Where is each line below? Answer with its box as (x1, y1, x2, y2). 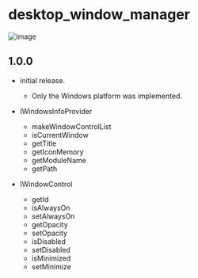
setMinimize (31, 261, 71, 271)
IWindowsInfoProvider (19, 106, 93, 116)
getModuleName (31, 155, 87, 165)
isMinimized (31, 253, 71, 263)
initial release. (19, 75, 66, 85)
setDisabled (31, 245, 71, 254)
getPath (31, 164, 58, 173)
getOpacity (31, 219, 69, 229)
